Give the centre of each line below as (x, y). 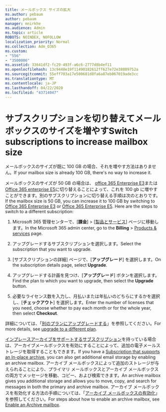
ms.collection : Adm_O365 (31, 46)
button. (20, 286)
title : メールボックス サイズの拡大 (38, 10)
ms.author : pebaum (24, 14)
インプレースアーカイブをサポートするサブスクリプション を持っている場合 (81, 339)
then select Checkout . (35, 313)
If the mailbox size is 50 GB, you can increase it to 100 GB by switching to (80, 201)
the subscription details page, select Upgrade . (60, 265)
